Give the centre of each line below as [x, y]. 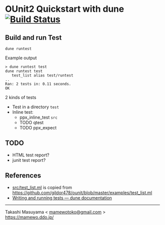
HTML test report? [31, 155]
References [23, 176]
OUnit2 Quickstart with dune [65, 9]
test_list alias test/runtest [42, 75]
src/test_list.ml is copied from [42, 187]
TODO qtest [31, 123]
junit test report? [29, 160]
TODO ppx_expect [38, 128]
